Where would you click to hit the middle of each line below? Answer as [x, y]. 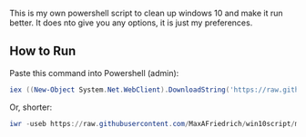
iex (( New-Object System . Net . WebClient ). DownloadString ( [120, 90]
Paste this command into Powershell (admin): [94, 73]
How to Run [43, 51]
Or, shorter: [31, 107]
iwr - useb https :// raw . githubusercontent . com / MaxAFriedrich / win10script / [153, 123]
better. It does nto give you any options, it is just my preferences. [131, 23]
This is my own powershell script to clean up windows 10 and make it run [146, 13]
